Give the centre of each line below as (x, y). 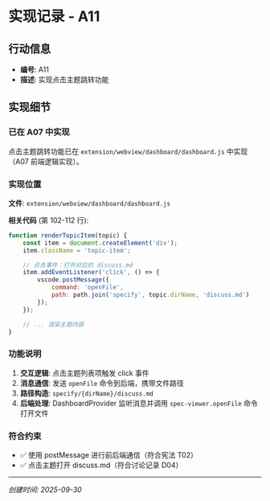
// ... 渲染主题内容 (53, 324)
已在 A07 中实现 (39, 132)
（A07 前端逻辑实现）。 (46, 161)
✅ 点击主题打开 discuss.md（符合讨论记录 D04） (101, 465)
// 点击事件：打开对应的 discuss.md (78, 265)
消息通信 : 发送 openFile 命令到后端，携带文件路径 (102, 383)
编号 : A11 (35, 70)
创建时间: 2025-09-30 (45, 490)
